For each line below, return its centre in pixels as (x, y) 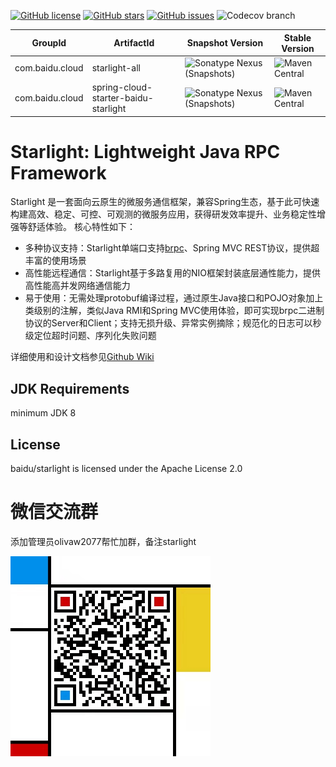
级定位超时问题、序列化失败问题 (90, 336)
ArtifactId (134, 43)
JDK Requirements (70, 388)
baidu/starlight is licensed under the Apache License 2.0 (126, 469)
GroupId (49, 43)
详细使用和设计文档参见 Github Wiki (82, 357)
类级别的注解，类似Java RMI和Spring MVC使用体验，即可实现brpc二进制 (174, 311)
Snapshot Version (225, 43)
